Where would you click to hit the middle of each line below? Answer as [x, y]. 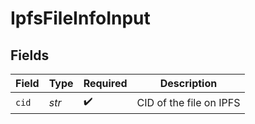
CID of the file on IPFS [188, 102]
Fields [30, 55]
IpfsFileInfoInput [80, 18]
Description [188, 83]
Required [105, 83]
